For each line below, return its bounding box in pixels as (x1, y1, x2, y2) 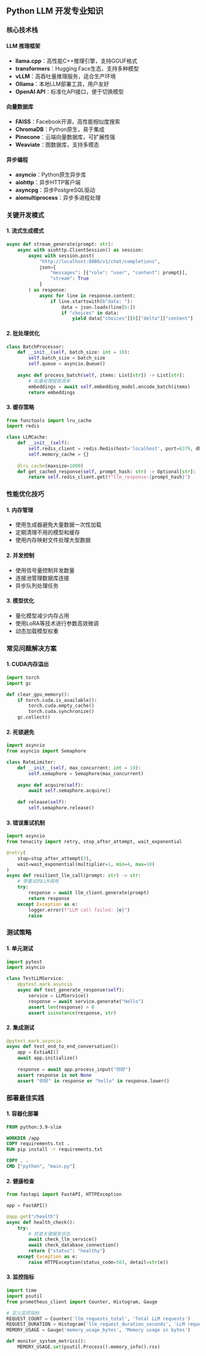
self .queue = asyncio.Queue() (28, 361, 105, 367)
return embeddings (28, 389, 75, 395)
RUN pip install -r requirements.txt (6, 1146, 103, 1153)
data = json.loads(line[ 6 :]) (61, 304, 136, 310)
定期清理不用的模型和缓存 (15, 529, 80, 536)
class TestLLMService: (6, 976, 64, 982)
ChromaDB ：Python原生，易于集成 (15, 125, 105, 133)
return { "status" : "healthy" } (28, 1248, 105, 1254)
